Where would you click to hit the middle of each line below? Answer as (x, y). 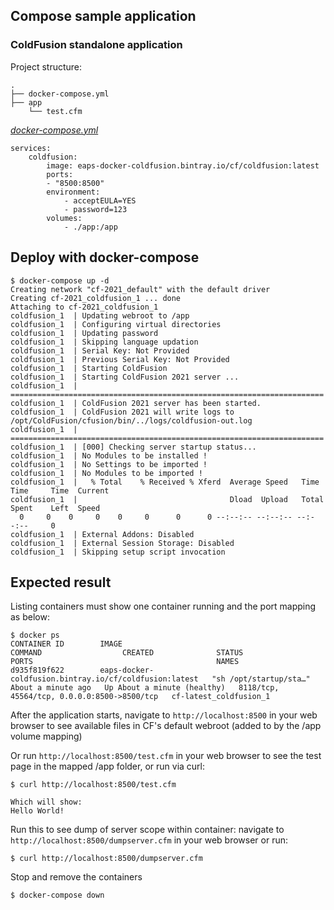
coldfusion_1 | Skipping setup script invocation (118, 552)
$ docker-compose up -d (60, 280)
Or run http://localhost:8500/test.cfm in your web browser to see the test (166, 756)
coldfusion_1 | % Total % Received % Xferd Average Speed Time (165, 482)
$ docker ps (35, 635)
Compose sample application (103, 16)
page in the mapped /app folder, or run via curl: (108, 766)
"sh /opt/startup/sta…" (261, 679)
